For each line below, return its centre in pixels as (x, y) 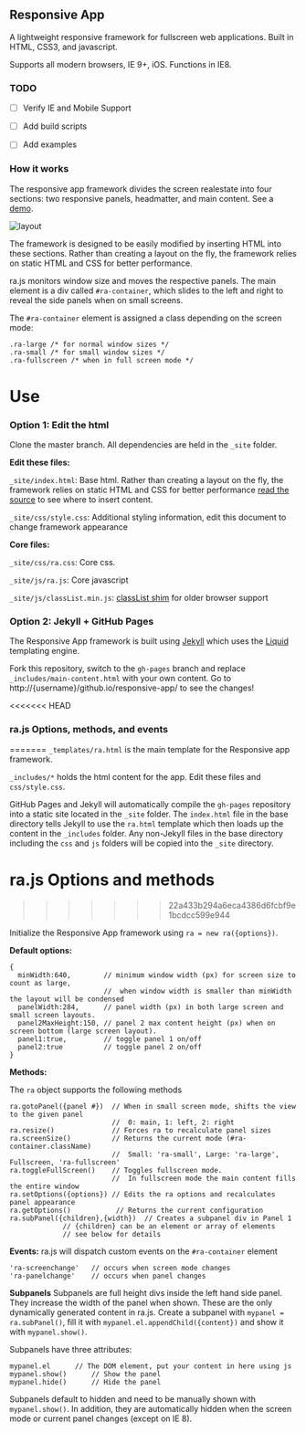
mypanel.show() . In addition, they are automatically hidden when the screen (151, 1408)
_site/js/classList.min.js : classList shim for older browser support (139, 598)
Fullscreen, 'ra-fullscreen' (65, 1162)
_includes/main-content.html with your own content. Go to (120, 679)
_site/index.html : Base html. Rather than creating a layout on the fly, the (147, 480)
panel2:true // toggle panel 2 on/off (110, 1047)
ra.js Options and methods (112, 880)
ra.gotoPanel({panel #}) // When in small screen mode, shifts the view (153, 1106)
